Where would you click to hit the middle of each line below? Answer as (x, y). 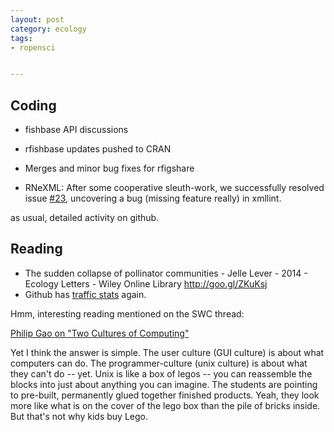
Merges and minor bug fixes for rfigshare (109, 168)
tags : (21, 38)
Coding (33, 105)
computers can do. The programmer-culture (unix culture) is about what (159, 363)
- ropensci (33, 47)
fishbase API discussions (76, 130)
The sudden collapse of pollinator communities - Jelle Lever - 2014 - (166, 273)
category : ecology (48, 29)
